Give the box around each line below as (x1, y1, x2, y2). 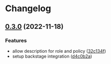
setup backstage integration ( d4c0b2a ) (12, 53, 92, 59)
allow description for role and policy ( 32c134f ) (12, 48, 106, 54)
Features (5, 37, 27, 44)
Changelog (5, 3, 51, 14)
